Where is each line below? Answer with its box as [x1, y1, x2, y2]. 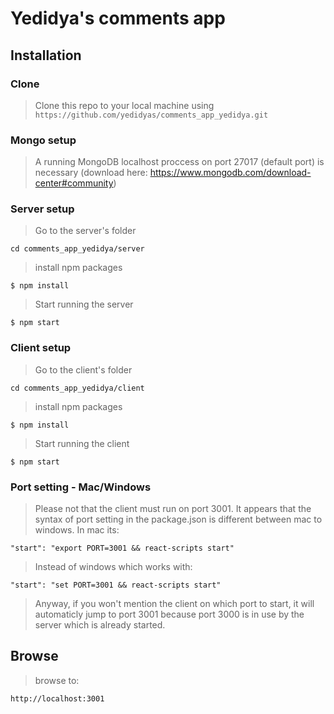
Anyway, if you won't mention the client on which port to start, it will [34, 598, 315, 610]
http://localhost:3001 [10, 693, 105, 704]
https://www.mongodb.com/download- [149, 167, 312, 179]
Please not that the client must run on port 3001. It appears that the [34, 503, 312, 515]
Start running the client [34, 437, 130, 449]
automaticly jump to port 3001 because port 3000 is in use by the [34, 608, 305, 621]
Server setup [10, 202, 75, 216]
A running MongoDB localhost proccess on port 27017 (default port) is [34, 156, 325, 168]
